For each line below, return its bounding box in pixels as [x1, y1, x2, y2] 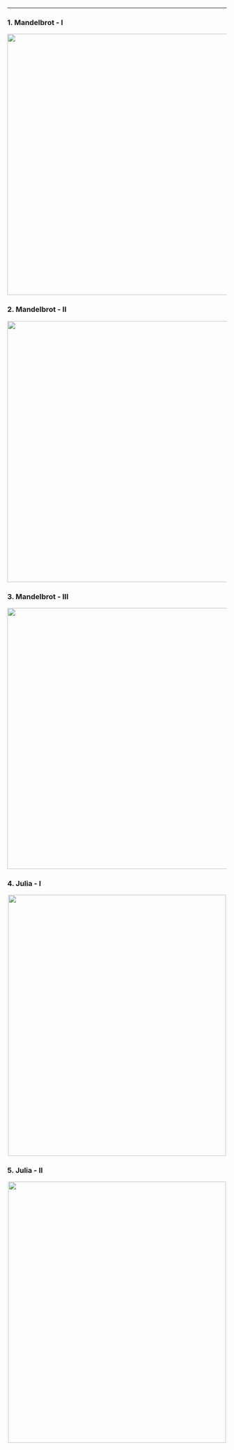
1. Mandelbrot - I [7, 17, 63, 27]
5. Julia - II [7, 1166, 43, 1176]
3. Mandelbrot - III [7, 591, 69, 601]
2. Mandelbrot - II [7, 304, 67, 314]
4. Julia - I [7, 878, 42, 888]
